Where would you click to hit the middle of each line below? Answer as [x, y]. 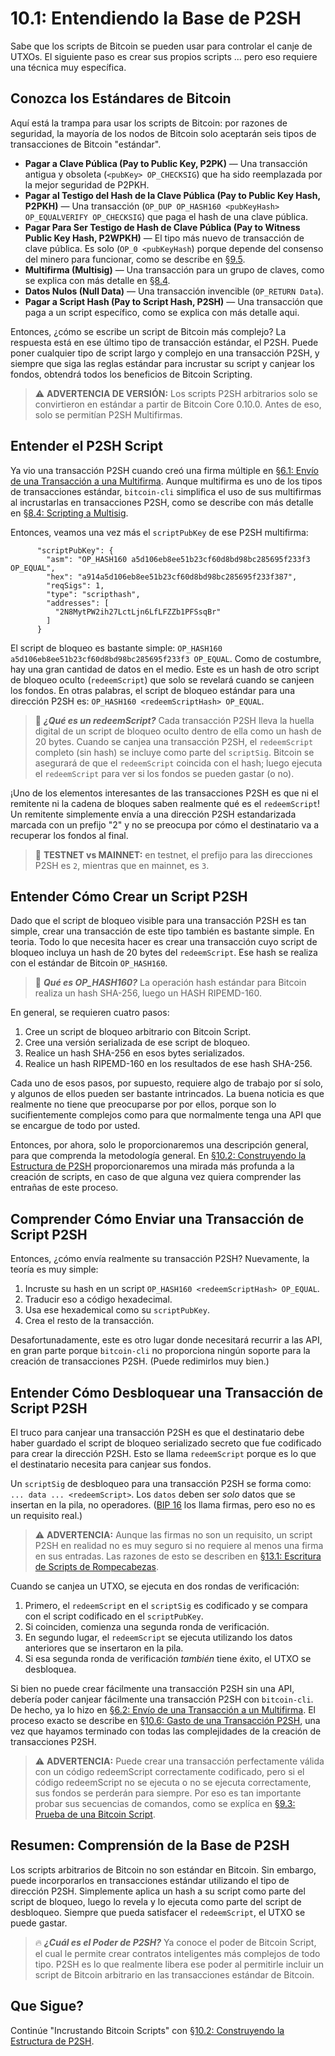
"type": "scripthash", [93, 594]
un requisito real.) [46, 1515]
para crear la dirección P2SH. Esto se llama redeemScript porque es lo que [163, 1453]
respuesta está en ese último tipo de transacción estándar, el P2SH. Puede [164, 342]
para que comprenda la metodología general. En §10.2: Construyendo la [158, 1156]
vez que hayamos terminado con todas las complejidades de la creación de [166, 1731]
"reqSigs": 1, [75, 585]
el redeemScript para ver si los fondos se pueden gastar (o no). [164, 773]
